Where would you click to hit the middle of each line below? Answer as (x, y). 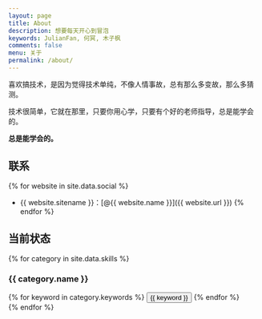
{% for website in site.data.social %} (69, 186)
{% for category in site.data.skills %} (69, 258)
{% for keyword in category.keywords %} (77, 297)
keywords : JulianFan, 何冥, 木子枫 (65, 38)
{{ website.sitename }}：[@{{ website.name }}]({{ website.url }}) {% (132, 202)
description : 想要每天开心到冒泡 (59, 30)
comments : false (35, 46)
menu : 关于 (25, 53)
